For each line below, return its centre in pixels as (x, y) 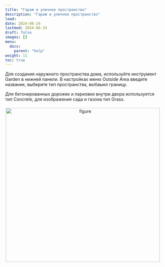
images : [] (16, 37)
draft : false (18, 33)
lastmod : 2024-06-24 (26, 28)
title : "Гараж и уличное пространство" (46, 10)
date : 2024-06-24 (23, 23)
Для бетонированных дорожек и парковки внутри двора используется (80, 94)
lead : (11, 19)
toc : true (15, 60)
